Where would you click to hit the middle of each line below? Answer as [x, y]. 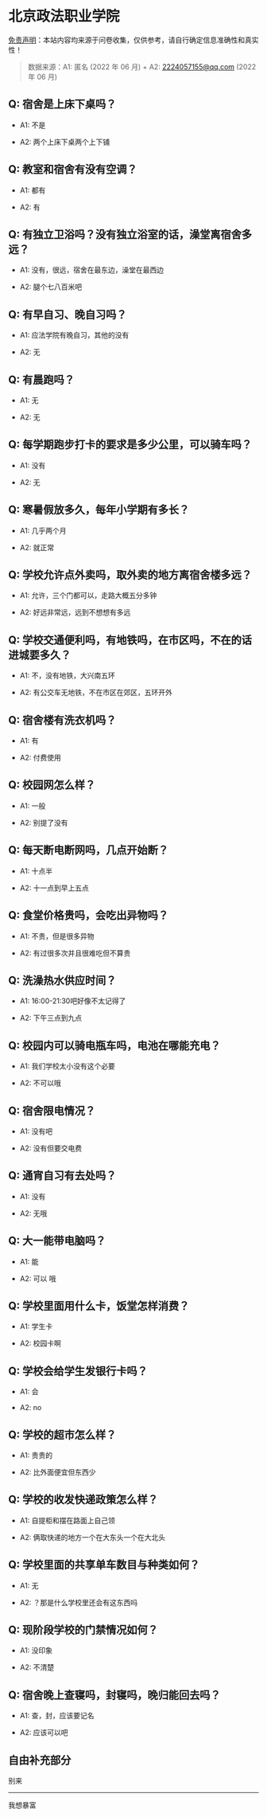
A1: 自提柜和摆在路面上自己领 [67, 1520]
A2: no [31, 1408]
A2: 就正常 [37, 547]
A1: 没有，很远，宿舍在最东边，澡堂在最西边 [92, 270]
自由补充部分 [40, 1760]
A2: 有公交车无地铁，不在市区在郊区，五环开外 [96, 693]
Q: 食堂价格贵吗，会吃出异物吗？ [89, 915]
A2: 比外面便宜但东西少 [58, 1472]
